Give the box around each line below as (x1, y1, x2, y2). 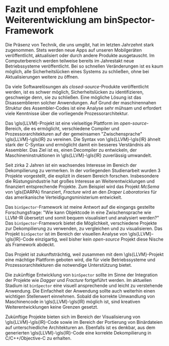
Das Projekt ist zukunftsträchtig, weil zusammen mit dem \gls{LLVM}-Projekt (5, 251, 164, 257)
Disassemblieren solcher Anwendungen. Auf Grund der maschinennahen (5, 99, 156, 105)
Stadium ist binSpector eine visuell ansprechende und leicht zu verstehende (5, 282, 163, 289)
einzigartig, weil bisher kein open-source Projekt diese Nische (35, 236, 163, 242)
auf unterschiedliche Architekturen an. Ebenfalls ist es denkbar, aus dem (5, 324, 155, 330)
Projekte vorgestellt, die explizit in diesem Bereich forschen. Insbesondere (5, 172, 159, 179)
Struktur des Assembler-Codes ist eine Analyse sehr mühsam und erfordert (5, 105, 162, 111)
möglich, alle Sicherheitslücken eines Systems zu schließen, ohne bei (5, 68, 149, 74)
